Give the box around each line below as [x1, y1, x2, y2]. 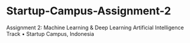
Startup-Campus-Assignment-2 [6, 4, 171, 18]
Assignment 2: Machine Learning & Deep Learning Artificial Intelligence [6, 24, 185, 31]
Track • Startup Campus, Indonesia [6, 30, 94, 37]
